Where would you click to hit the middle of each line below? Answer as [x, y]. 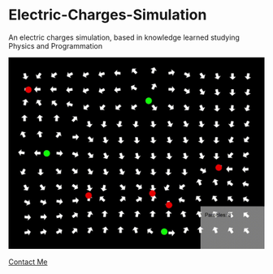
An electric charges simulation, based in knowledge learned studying [124, 37]
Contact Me [28, 262]
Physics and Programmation [56, 45]
